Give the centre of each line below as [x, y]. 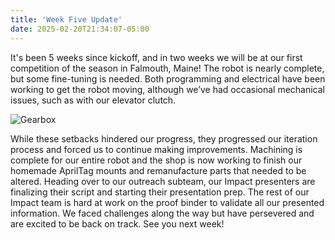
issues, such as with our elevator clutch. [93, 100]
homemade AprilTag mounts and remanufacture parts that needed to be [158, 170]
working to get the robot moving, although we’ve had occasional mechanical [167, 89]
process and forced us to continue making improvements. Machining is [156, 149]
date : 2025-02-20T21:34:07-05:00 [80, 29]
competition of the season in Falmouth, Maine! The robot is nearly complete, [167, 68]
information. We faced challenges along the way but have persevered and [162, 213]
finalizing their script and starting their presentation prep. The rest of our [160, 192]
